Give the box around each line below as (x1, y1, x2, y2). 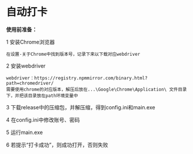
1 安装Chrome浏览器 (6, 38, 55, 45)
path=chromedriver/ (6, 80, 54, 86)
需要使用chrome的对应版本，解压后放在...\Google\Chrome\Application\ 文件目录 (6, 86, 187, 92)
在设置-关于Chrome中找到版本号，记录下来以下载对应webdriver (6, 51, 141, 57)
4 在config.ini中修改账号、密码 (6, 116, 80, 123)
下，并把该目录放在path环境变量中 (6, 92, 78, 99)
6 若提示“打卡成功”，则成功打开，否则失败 (6, 141, 108, 148)
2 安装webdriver (6, 62, 46, 69)
